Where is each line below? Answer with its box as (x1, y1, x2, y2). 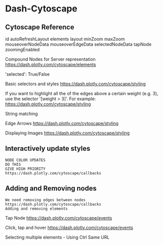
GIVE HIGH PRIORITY (5, 166, 46, 171)
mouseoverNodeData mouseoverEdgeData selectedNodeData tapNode (5, 41, 152, 47)
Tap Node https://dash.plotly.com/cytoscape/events (5, 215, 112, 221)
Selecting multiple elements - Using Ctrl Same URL (5, 234, 110, 240)
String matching (5, 111, 38, 117)
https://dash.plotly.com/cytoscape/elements (5, 62, 96, 67)
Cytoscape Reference (5, 23, 75, 31)
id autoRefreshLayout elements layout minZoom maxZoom (5, 36, 125, 42)
